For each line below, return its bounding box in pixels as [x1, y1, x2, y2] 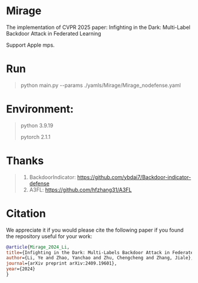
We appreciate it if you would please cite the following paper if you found [6, 226, 184, 233]
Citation [6, 207, 46, 220]
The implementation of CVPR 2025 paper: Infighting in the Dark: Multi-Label [6, 24, 190, 31]
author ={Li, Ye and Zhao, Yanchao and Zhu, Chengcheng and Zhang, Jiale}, [6, 255, 194, 261]
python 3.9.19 [20, 122, 54, 129]
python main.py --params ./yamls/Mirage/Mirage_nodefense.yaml [20, 82, 181, 89]
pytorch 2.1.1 [20, 133, 51, 140]
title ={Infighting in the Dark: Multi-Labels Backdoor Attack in [6, 249, 170, 255]
